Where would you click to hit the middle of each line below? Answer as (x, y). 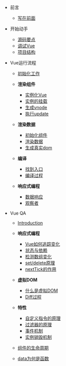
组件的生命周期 (33, 348)
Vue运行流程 (23, 63)
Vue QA (18, 213)
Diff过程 (33, 297)
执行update (37, 114)
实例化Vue (36, 95)
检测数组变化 (38, 257)
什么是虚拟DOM (41, 290)
